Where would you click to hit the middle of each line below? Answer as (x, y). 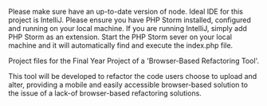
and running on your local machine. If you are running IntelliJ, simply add (128, 28)
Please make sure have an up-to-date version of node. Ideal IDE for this (126, 12)
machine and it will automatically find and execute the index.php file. (121, 45)
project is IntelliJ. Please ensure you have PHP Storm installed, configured (130, 20)
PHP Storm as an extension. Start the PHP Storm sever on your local (120, 37)
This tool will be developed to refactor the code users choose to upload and (133, 76)
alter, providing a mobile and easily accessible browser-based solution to (128, 84)
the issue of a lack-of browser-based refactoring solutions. (105, 93)
